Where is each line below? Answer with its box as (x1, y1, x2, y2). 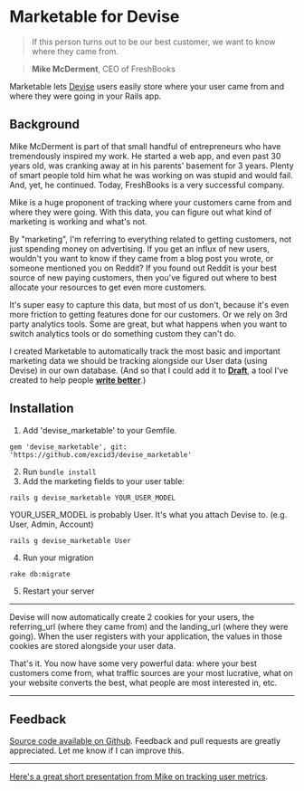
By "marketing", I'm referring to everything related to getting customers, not (9, 233, 292, 244)
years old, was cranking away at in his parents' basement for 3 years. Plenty (9, 160, 294, 171)
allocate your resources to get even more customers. (9, 281, 207, 292)
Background (9, 117, 80, 132)
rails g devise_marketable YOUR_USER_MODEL (9, 493, 176, 502)
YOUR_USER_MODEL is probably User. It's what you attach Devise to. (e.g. (9, 509, 288, 519)
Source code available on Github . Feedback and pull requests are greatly (9, 736, 281, 747)
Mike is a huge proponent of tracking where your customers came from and (9, 196, 292, 207)
